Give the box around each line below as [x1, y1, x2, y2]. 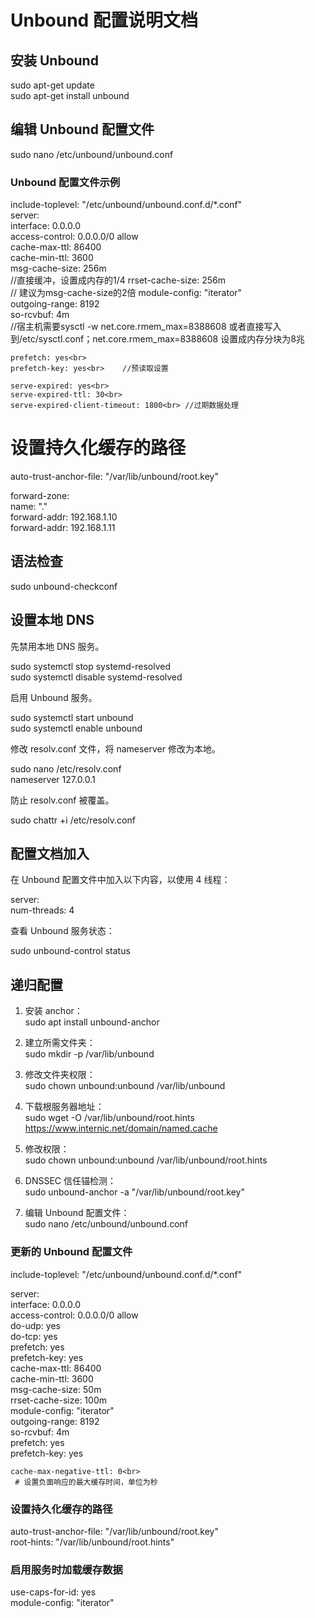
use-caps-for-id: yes [10, 1586, 97, 1598]
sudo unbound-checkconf [10, 580, 118, 592]
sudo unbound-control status [10, 945, 131, 957]
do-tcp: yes [10, 1330, 58, 1342]
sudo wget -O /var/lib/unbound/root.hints [24, 1112, 195, 1124]
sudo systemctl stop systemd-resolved [10, 660, 172, 672]
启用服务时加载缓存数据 [10, 1562, 123, 1576]
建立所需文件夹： [24, 1037, 96, 1049]
